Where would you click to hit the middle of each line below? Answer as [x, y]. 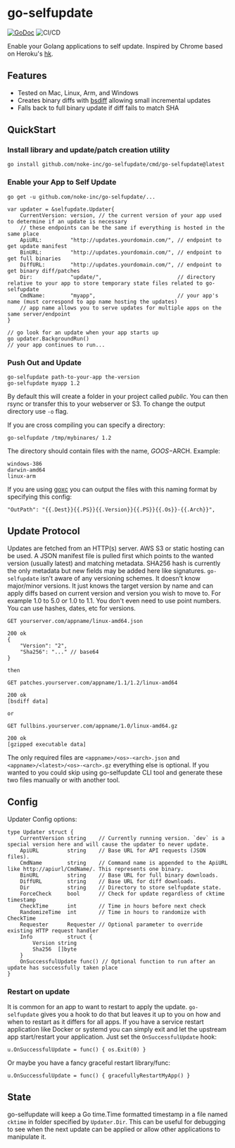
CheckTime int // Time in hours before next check [113, 906]
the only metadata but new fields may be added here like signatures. [107, 570]
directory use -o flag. [38, 412]
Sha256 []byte [55, 949]
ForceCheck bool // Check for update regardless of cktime [122, 894]
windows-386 [25, 464]
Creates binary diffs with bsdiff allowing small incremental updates [114, 100]
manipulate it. [27, 1137]
